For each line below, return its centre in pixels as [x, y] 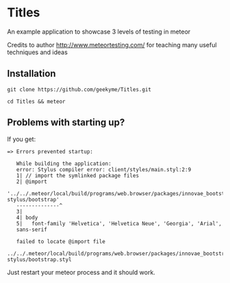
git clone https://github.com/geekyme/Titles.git [79, 89]
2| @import [32, 182]
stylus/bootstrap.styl [39, 259]
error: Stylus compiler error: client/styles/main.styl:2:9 [104, 169]
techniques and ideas [38, 52]
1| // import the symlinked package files [77, 175]
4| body [27, 217]
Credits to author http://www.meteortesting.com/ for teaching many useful [112, 45]
